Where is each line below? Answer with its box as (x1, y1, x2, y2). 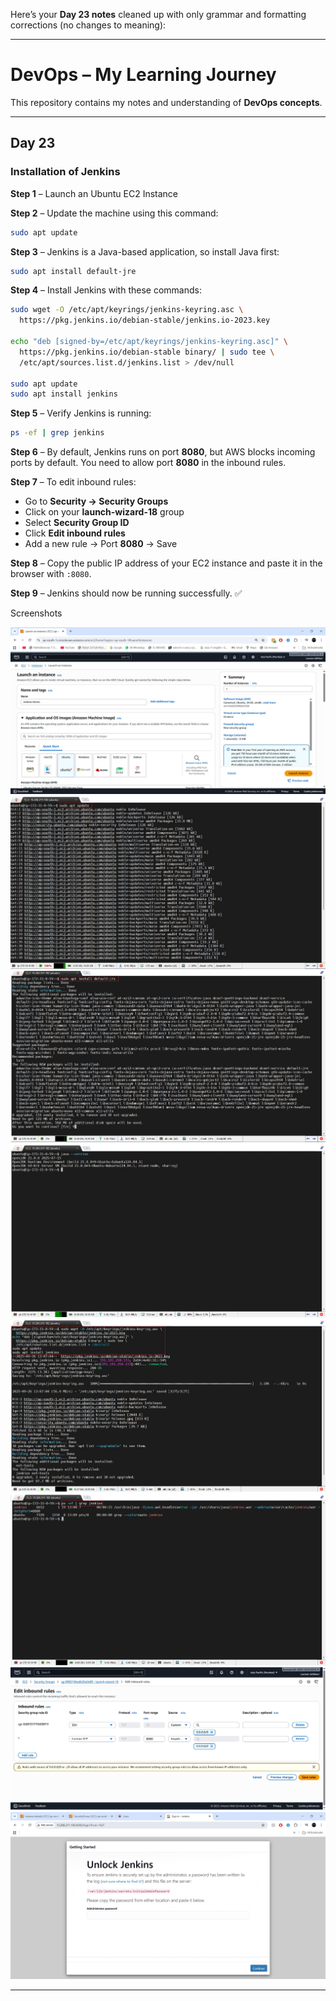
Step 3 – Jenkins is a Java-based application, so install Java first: (10, 245, 280, 258)
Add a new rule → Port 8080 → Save (24, 538, 178, 550)
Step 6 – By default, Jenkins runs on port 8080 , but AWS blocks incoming (10, 446, 316, 458)
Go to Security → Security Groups (24, 495, 169, 508)
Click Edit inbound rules (24, 527, 126, 539)
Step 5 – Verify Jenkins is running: (10, 407, 152, 419)
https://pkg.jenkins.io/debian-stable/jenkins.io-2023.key (19, 315, 271, 326)
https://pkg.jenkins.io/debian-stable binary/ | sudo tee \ (19, 347, 275, 357)
